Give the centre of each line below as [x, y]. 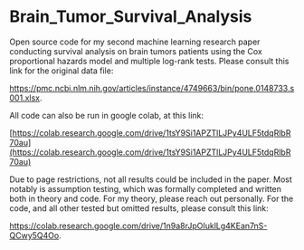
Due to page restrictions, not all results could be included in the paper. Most [151, 179]
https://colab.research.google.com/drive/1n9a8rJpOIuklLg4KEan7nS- [138, 226]
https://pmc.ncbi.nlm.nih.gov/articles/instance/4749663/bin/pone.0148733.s [152, 88]
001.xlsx [25, 98]
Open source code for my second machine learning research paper [135, 42]
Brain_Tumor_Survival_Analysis [131, 17]
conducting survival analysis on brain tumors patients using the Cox [136, 51]
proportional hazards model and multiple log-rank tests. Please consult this [149, 61]
